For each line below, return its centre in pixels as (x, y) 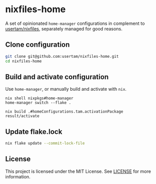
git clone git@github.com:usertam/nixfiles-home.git (62, 56)
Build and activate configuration (57, 77)
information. (18, 176)
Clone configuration (37, 45)
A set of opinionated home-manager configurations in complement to (75, 23)
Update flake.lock (34, 132)
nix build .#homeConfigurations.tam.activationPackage (64, 112)
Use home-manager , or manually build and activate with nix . (66, 89)
